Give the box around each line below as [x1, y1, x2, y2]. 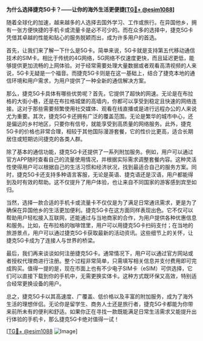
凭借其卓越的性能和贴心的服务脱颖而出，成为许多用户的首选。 [6, 34, 160, 41]
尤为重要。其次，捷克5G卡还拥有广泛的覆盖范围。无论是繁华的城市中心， [6, 113, 188, 120]
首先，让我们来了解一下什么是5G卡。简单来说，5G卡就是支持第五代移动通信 [6, 47, 195, 54]
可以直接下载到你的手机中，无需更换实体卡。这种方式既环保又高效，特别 [11, 273, 192, 279]
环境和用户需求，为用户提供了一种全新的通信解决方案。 [11, 77, 149, 84]
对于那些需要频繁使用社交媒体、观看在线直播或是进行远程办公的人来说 [22, 105, 197, 112]
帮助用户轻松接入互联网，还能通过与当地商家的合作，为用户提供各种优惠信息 [6, 214, 197, 221]
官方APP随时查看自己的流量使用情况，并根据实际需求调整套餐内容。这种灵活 [6, 156, 197, 163]
